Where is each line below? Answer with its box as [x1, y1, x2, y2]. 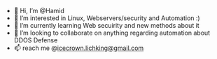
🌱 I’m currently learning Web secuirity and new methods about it [13, 22, 199, 29]
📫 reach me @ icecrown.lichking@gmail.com [13, 44, 144, 52]
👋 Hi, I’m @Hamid [13, 7, 65, 15]
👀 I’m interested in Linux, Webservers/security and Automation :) [13, 14, 201, 22]
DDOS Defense [13, 36, 58, 44]
